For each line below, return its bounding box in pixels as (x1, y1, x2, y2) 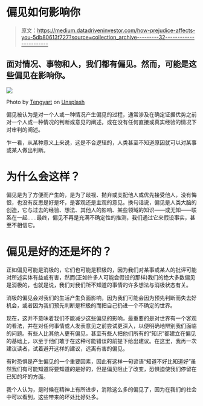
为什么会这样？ (6, 170, 81, 184)
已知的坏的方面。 (6, 373, 49, 380)
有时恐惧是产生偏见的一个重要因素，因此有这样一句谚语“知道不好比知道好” (6, 358, 192, 365)
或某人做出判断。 (6, 146, 49, 153)
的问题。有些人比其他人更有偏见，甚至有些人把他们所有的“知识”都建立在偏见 (6, 330, 196, 337)
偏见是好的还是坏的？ (6, 245, 113, 258)
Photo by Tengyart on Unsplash (6, 98, 85, 105)
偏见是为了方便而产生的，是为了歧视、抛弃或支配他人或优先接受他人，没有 (6, 191, 192, 198)
